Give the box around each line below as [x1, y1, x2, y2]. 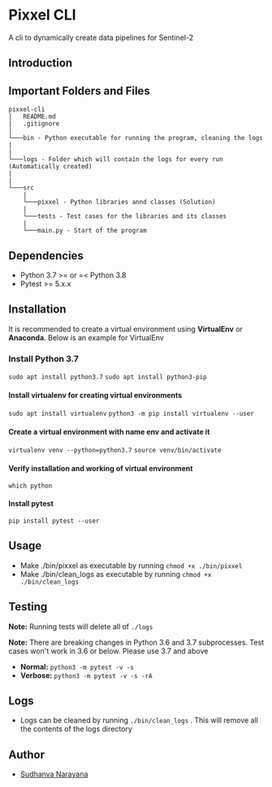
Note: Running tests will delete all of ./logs [8, 621, 153, 632]
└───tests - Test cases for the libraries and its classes [23, 212, 227, 221]
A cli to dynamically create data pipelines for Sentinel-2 [8, 33, 193, 42]
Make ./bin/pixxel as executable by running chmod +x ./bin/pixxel [19, 560, 243, 571]
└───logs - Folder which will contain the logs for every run [8, 155, 223, 164]
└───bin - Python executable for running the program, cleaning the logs [8, 134, 264, 142]
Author [8, 747, 45, 762]
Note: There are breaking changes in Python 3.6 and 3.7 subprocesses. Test [8, 637, 265, 647]
